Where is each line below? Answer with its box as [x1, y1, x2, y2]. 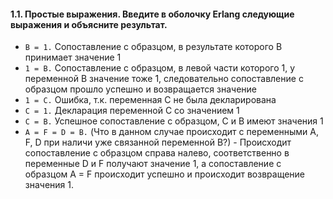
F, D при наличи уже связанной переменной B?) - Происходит [24, 136, 292, 149]
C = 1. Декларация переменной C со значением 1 [24, 105, 240, 117]
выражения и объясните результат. [10, 18, 168, 30]
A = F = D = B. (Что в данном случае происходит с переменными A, [24, 126, 320, 138]
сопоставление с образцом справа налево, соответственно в [24, 147, 290, 159]
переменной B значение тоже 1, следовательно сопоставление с [24, 73, 304, 85]
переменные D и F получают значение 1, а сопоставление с [24, 158, 282, 170]
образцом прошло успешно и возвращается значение [24, 83, 258, 95]
